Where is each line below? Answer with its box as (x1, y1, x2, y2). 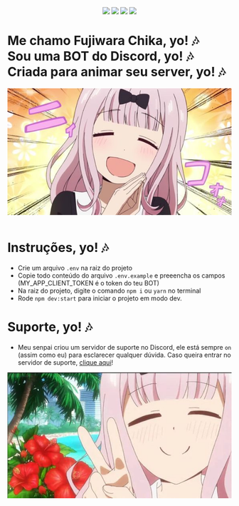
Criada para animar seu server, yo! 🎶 (7, 64, 226, 80)
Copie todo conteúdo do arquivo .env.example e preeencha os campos (17, 271, 225, 280)
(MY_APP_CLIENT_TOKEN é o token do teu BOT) (17, 278, 160, 287)
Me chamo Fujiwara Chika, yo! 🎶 (7, 33, 199, 49)
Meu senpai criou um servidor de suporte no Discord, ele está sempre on (17, 343, 232, 351)
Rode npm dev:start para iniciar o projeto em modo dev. (17, 293, 183, 303)
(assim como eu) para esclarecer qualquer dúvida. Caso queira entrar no (17, 350, 231, 359)
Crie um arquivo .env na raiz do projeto (17, 263, 133, 272)
